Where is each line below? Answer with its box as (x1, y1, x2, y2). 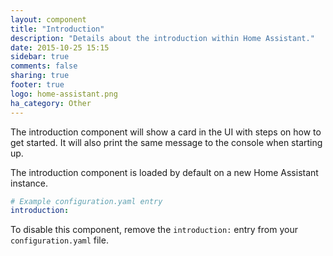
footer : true (10, 80, 65, 90)
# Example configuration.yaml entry (10, 196, 163, 206)
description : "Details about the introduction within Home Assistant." (10, 33, 315, 43)
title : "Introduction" (10, 24, 105, 34)
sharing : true (10, 71, 70, 81)
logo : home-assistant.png (10, 89, 118, 99)
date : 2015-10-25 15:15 (10, 42, 110, 53)
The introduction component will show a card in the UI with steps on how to (10, 126, 322, 138)
